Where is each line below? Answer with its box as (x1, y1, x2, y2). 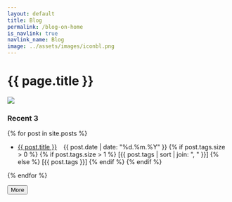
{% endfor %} (7, 171, 48, 180)
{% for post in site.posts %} (7, 129, 88, 137)
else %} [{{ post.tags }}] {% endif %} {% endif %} (17, 158, 162, 166)
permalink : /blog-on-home (7, 23, 83, 30)
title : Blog (7, 17, 42, 24)
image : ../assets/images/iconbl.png (7, 43, 115, 50)
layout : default (7, 10, 55, 18)
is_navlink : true (7, 29, 58, 37)
